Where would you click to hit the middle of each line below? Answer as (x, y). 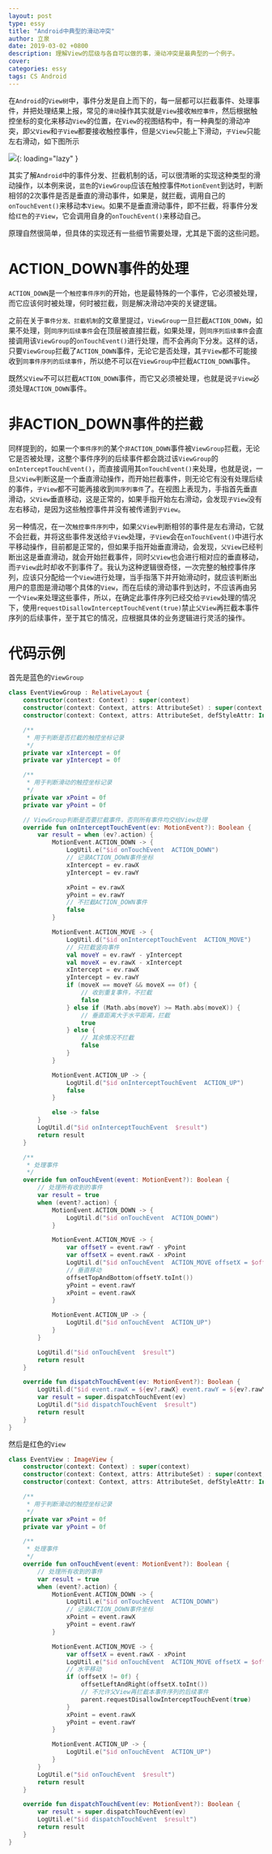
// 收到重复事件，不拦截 (116, 993)
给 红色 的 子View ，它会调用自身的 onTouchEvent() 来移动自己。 (107, 215)
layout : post (30, 16)
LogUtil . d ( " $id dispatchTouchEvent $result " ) (117, 1405)
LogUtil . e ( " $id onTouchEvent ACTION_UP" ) (139, 1752)
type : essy (27, 24)
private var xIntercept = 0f (72, 753)
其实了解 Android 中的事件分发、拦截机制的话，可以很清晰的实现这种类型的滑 (135, 175)
